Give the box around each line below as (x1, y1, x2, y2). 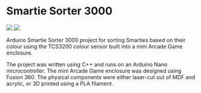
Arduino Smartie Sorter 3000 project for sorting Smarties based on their (6, 36, 186, 43)
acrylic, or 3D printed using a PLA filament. (6, 80, 114, 87)
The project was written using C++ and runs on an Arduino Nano (6, 61, 168, 68)
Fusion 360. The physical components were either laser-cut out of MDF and (6, 73, 196, 80)
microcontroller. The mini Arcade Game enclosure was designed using (6, 67, 182, 74)
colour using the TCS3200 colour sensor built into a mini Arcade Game (6, 43, 183, 50)
